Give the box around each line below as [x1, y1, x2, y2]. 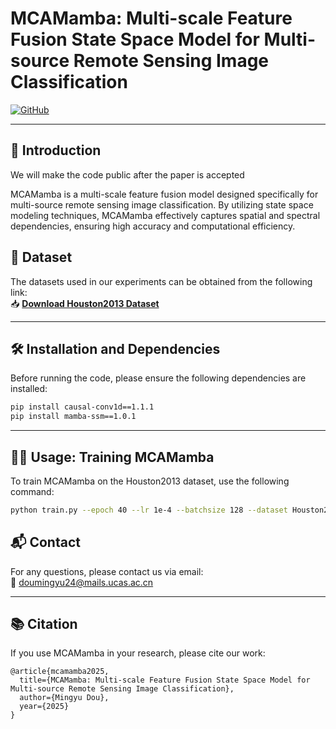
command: [10, 485, 55, 497]
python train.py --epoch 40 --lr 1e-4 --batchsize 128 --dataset [10, 505, 288, 515]
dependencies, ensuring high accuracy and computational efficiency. [10, 220, 296, 232]
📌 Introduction [10, 142, 102, 159]
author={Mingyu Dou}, [19, 693, 110, 703]
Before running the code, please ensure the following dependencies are [10, 372, 307, 384]
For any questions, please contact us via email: [10, 565, 204, 577]
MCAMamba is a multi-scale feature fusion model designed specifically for [10, 188, 319, 200]
